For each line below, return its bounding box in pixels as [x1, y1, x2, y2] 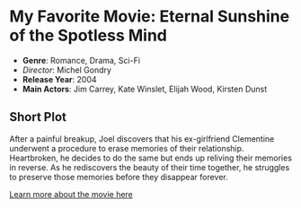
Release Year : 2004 [22, 74, 97, 84]
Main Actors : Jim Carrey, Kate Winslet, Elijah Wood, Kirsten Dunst [22, 83, 268, 94]
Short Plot [9, 109, 67, 125]
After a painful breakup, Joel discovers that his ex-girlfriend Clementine [9, 133, 275, 144]
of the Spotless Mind [9, 25, 168, 46]
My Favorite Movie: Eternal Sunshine [9, 6, 290, 27]
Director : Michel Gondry [22, 65, 112, 75]
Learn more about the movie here [9, 188, 133, 199]
